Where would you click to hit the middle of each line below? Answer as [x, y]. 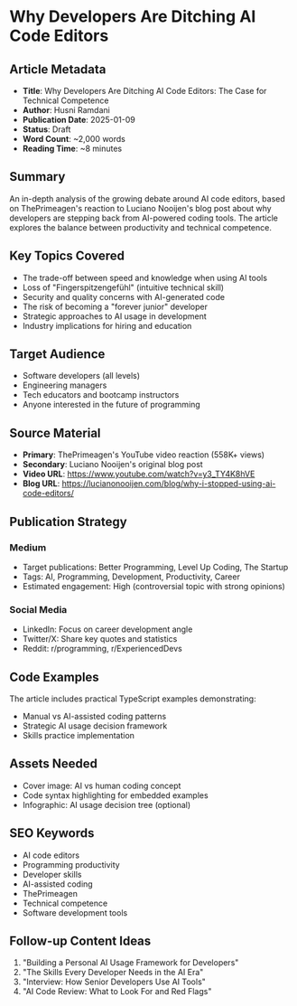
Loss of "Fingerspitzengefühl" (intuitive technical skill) [123, 287]
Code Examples [54, 677]
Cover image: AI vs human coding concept [102, 785]
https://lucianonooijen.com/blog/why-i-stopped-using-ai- [169, 484]
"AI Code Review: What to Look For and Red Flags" [117, 992]
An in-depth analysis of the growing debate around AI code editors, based [148, 198]
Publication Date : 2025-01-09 [79, 120]
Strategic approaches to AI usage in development [115, 316]
